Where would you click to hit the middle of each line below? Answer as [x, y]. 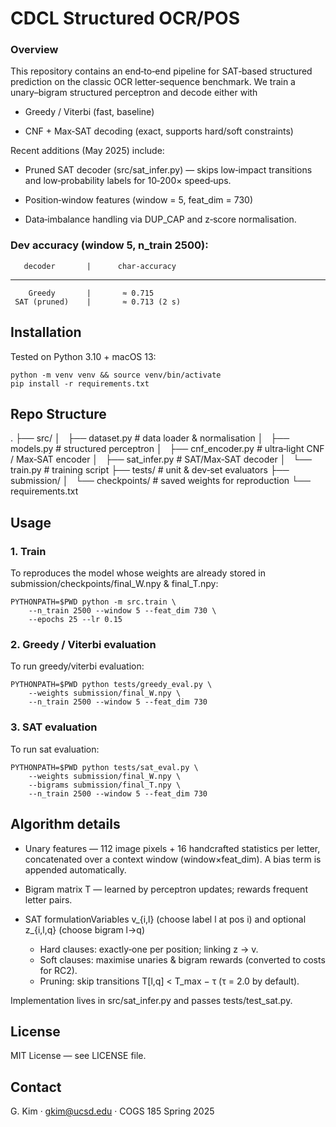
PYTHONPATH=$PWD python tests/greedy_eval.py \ [111, 685]
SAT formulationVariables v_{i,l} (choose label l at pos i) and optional [165, 919]
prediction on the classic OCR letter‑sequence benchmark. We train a [153, 82]
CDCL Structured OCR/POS [125, 18]
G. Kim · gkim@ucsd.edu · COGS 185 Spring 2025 [112, 1111]
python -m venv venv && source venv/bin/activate [116, 375]
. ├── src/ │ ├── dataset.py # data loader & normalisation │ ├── [150, 438]
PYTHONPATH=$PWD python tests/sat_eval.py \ [104, 767]
